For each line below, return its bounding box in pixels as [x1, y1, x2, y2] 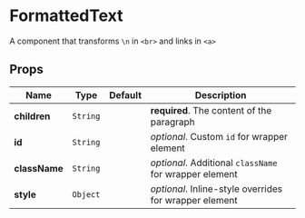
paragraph [150, 115, 195, 128]
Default [108, 88, 143, 101]
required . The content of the [150, 104, 272, 116]
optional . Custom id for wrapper [150, 130, 289, 143]
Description [194, 88, 247, 101]
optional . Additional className [150, 156, 278, 169]
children [14, 110, 51, 123]
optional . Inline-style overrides [150, 183, 283, 195]
